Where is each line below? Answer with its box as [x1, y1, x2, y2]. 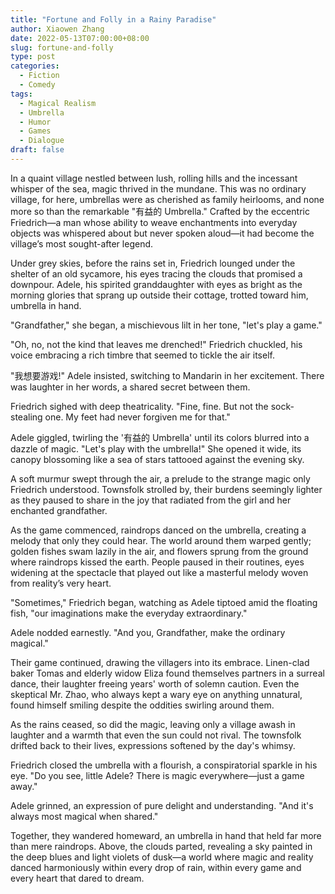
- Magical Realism [19, 98, 97, 108]
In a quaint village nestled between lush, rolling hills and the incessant [10, 172, 298, 184]
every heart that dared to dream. [10, 872, 145, 884]
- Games [19, 126, 52, 136]
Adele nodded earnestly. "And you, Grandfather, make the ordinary [10, 626, 286, 638]
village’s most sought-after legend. [10, 237, 154, 250]
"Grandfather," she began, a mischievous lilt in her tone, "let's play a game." [10, 319, 323, 331]
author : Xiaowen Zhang [10, 24, 105, 34]
